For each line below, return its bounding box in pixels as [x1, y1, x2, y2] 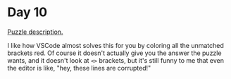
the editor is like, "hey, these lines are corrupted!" [7, 63, 151, 72]
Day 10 [7, 4, 48, 20]
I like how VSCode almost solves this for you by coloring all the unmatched [7, 41, 224, 49]
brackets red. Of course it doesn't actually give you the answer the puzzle [7, 49, 222, 57]
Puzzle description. [7, 28, 63, 36]
